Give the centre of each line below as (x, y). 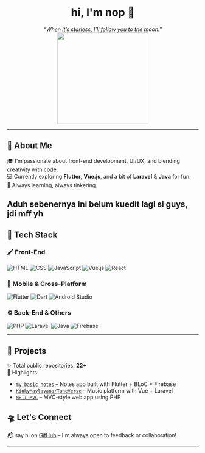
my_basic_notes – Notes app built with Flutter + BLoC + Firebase (96, 384)
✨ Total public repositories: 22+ (47, 366)
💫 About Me (30, 146)
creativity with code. (33, 169)
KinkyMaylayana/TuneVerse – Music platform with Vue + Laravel (94, 391)
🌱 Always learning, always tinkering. (52, 185)
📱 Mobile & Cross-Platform (47, 284)
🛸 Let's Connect (39, 417)
